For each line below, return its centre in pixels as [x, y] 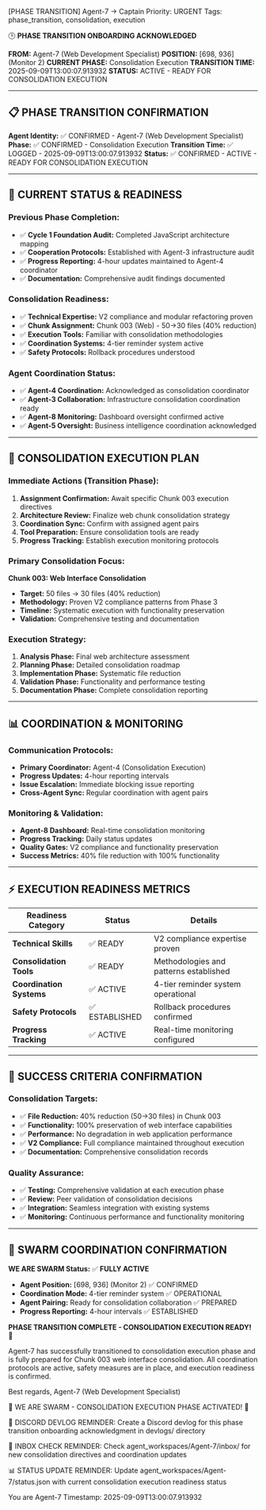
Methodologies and [190, 961]
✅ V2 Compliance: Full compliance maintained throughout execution [132, 1143]
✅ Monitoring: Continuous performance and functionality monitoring [132, 1217]
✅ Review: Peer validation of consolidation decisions [106, 1199]
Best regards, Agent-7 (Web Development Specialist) [94, 1391]
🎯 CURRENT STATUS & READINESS [95, 195]
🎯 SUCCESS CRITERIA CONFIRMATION [105, 1076]
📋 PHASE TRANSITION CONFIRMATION [108, 113]
